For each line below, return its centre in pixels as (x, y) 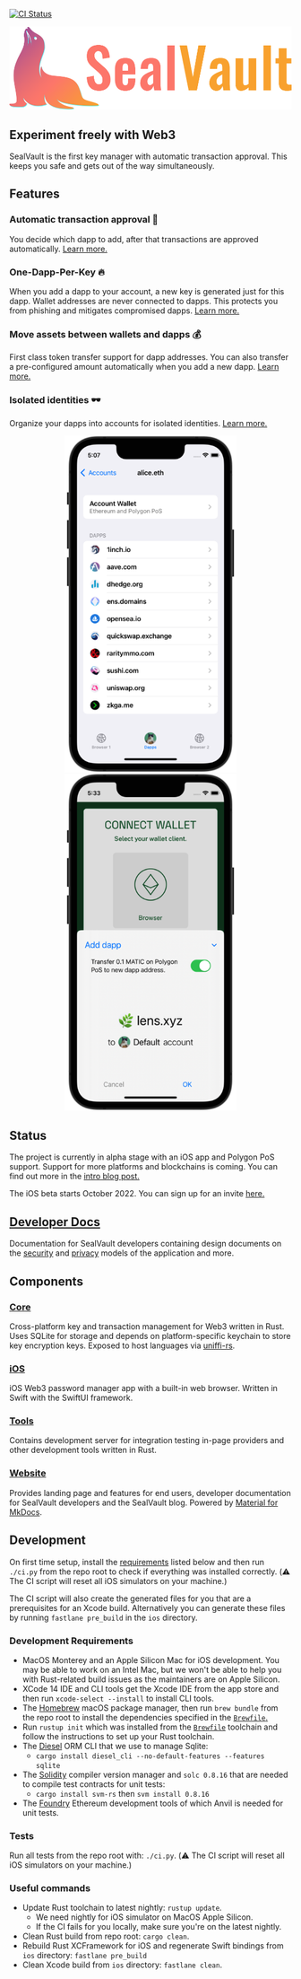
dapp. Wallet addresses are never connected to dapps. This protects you (144, 301)
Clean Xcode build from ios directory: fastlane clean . (122, 1965)
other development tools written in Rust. (83, 1450)
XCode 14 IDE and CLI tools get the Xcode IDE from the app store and (150, 1688)
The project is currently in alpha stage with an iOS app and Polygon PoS (142, 1157)
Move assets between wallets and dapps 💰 (105, 334)
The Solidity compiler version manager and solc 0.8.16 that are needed (155, 1774)
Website (28, 1474)
